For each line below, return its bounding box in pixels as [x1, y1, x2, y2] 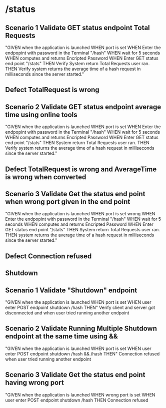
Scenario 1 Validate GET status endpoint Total [5, 24, 150, 32]
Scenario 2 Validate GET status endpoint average [5, 103, 161, 111]
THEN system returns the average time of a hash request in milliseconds [5, 232, 154, 238]
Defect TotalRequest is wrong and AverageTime [5, 165, 157, 173]
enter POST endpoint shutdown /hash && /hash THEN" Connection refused [5, 350, 160, 356]
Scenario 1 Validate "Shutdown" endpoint [5, 286, 137, 294]
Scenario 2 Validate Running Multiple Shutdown [5, 324, 157, 333]
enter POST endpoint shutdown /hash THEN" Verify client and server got [5, 304, 155, 310]
